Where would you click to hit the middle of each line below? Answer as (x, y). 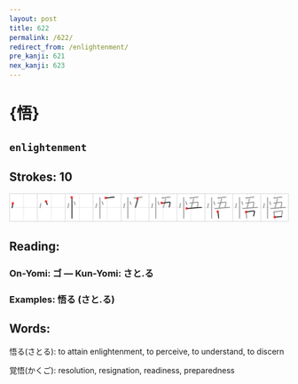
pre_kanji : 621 (37, 56)
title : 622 (29, 28)
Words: (30, 329)
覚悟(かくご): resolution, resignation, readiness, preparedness (122, 370)
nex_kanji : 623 (37, 66)
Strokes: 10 (41, 176)
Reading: (35, 246)
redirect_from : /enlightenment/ (69, 47)
